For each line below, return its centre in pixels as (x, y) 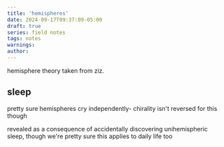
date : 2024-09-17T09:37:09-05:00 (55, 20)
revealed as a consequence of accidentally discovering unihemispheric (108, 129)
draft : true (24, 26)
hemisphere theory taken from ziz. (56, 70)
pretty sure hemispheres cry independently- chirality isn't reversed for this (112, 108)
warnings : (21, 45)
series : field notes (37, 32)
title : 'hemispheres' (38, 13)
